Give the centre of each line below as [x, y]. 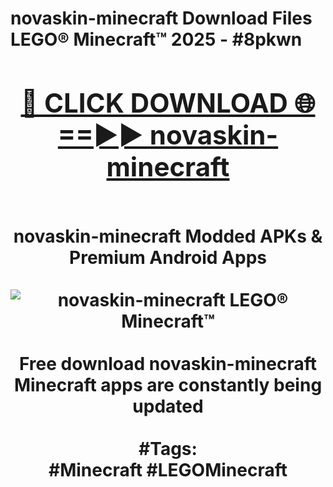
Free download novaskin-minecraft [168, 363]
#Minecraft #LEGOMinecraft [168, 469]
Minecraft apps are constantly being [168, 384]
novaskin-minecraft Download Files [161, 18]
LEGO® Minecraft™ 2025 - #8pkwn [156, 39]
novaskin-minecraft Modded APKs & [168, 236]
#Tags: [168, 448]
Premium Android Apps [168, 257]
